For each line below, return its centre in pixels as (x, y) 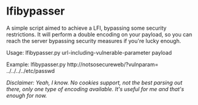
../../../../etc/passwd (31, 70)
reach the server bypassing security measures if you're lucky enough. (94, 41)
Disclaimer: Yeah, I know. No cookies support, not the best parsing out (94, 83)
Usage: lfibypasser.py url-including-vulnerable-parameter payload (89, 52)
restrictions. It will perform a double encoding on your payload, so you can (99, 34)
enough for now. (27, 95)
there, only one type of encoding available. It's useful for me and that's (95, 89)
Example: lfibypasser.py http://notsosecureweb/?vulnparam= (82, 64)
